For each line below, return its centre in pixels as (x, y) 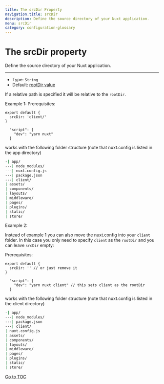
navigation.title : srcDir (31, 14)
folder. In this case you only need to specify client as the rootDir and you (80, 240)
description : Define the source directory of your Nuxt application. (77, 19)
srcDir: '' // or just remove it (43, 268)
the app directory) (23, 153)
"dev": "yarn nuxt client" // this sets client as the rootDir (80, 285)
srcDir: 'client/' (28, 117)
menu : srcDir (18, 23)
